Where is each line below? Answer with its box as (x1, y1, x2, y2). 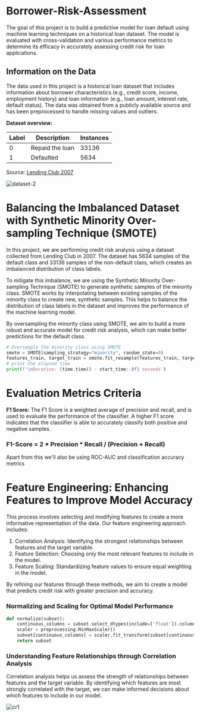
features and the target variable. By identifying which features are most (6, 679, 181, 687)
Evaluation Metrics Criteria (6, 387, 142, 400)
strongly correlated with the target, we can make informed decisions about (6, 686, 189, 693)
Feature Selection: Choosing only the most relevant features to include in (14, 550, 193, 557)
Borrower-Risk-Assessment (6, 4, 147, 18)
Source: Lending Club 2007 (6, 168, 74, 175)
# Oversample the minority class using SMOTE (6, 344, 121, 350)
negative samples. (6, 425, 51, 432)
